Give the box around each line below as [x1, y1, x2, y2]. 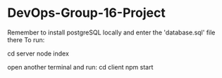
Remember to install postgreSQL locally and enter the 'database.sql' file [7, 28, 216, 37]
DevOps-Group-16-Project [7, 5, 166, 21]
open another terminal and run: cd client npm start [7, 63, 154, 71]
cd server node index [7, 49, 69, 58]
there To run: [7, 35, 45, 44]
